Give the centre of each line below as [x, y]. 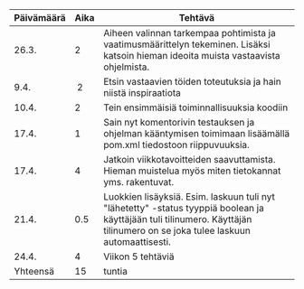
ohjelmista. [127, 67]
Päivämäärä [40, 18]
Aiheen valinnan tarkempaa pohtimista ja [190, 33]
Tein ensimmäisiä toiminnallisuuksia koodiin [196, 107]
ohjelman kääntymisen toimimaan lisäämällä [197, 133]
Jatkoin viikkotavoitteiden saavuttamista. [190, 159]
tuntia [116, 271]
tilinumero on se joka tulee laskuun [177, 231]
